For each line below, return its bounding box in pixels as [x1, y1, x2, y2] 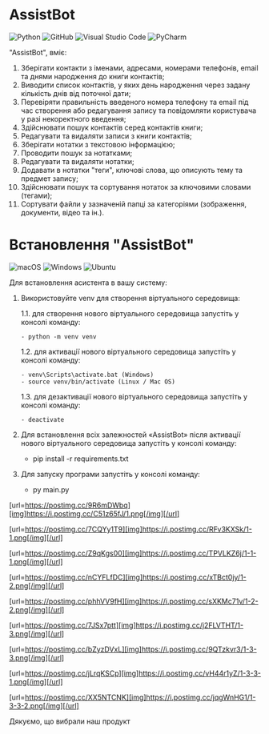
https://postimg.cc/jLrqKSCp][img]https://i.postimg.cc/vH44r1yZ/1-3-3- [24, 668, 262, 678]
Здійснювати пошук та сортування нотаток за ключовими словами [20, 182, 251, 191]
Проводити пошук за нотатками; [20, 148, 133, 158]
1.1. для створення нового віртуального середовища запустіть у [20, 308, 239, 318]
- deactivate [20, 415, 65, 423]
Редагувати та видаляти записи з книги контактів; [20, 130, 192, 141]
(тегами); [20, 191, 53, 200]
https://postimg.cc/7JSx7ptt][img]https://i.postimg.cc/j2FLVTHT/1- [24, 620, 243, 630]
